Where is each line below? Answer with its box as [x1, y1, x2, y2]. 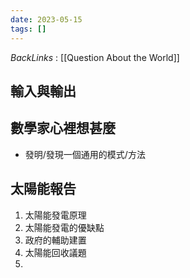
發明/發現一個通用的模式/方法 [24, 148, 146, 160]
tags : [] [10, 24, 47, 34]
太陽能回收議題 [24, 246, 87, 258]
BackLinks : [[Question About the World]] [10, 51, 180, 63]
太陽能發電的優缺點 [24, 221, 105, 233]
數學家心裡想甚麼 [10, 120, 116, 137]
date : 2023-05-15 [10, 14, 83, 25]
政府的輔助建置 [24, 234, 87, 246]
